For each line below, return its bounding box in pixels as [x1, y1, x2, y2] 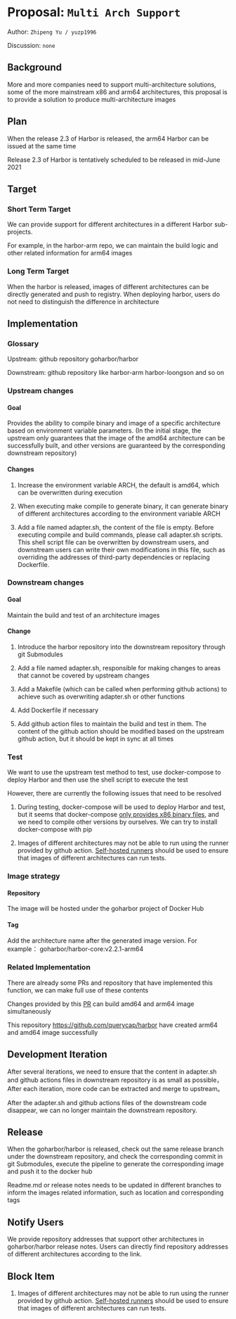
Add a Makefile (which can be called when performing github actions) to [17, 684, 228, 693]
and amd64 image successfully [7, 1028, 98, 1036]
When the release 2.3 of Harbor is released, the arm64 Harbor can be [7, 134, 209, 143]
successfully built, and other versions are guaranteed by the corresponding [7, 441, 226, 450]
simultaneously [7, 1007, 51, 1015]
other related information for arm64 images [7, 249, 133, 257]
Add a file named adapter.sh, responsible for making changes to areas [17, 663, 221, 672]
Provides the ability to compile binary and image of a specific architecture [7, 419, 221, 428]
